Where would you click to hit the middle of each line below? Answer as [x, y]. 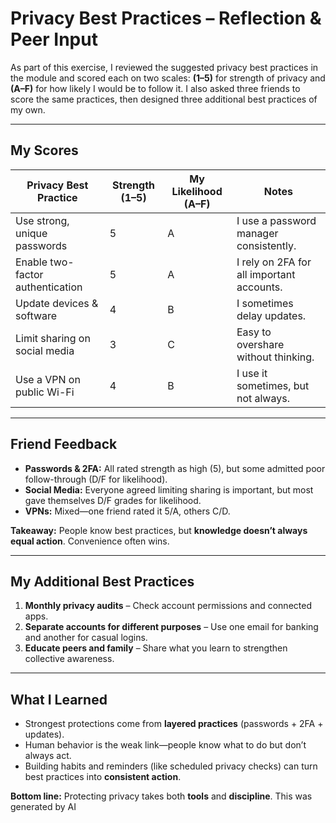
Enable [31, 262]
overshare [260, 344]
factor [29, 274]
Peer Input [54, 39]
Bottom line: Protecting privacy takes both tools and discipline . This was [161, 796]
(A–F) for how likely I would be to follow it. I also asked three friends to [155, 88]
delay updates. [271, 315]
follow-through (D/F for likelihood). [96, 479]
